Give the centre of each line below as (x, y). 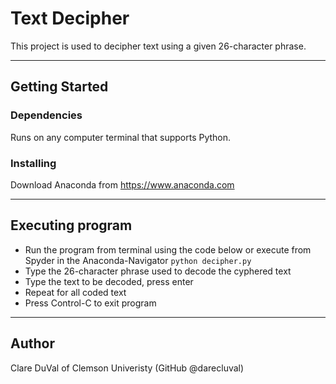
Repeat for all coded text (75, 292)
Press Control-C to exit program (90, 303)
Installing (33, 163)
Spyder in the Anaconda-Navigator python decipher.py (138, 260)
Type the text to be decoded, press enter (109, 281)
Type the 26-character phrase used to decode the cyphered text (158, 271)
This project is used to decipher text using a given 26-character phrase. (158, 46)
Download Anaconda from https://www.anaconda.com (122, 184)
